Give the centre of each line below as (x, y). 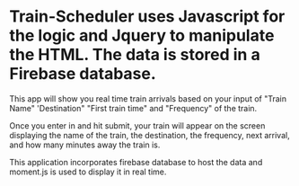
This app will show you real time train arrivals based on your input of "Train (148, 98)
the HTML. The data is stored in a (135, 55)
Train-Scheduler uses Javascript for (147, 17)
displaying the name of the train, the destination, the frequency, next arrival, (149, 135)
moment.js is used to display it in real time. (88, 172)
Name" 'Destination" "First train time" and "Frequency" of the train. (133, 108)
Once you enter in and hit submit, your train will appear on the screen (137, 125)
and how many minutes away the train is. (85, 145)
